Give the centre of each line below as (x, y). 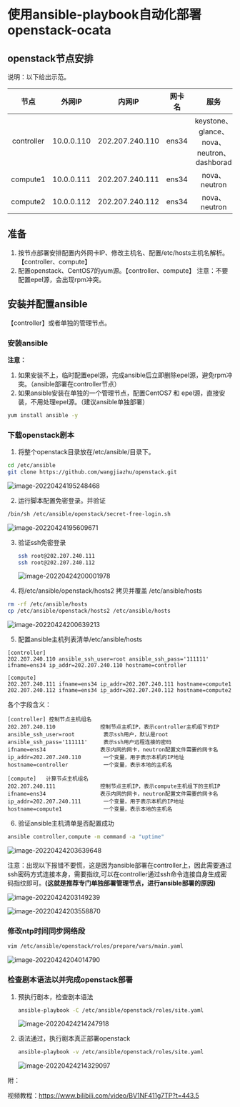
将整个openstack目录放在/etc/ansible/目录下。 (86, 452)
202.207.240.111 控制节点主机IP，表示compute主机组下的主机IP (114, 786)
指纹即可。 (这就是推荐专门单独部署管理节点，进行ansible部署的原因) (114, 883)
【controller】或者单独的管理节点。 (59, 323)
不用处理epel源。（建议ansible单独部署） (90, 401)
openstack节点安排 (50, 58)
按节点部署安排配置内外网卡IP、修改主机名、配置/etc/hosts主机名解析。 (123, 252)
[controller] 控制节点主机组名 (50, 720)
